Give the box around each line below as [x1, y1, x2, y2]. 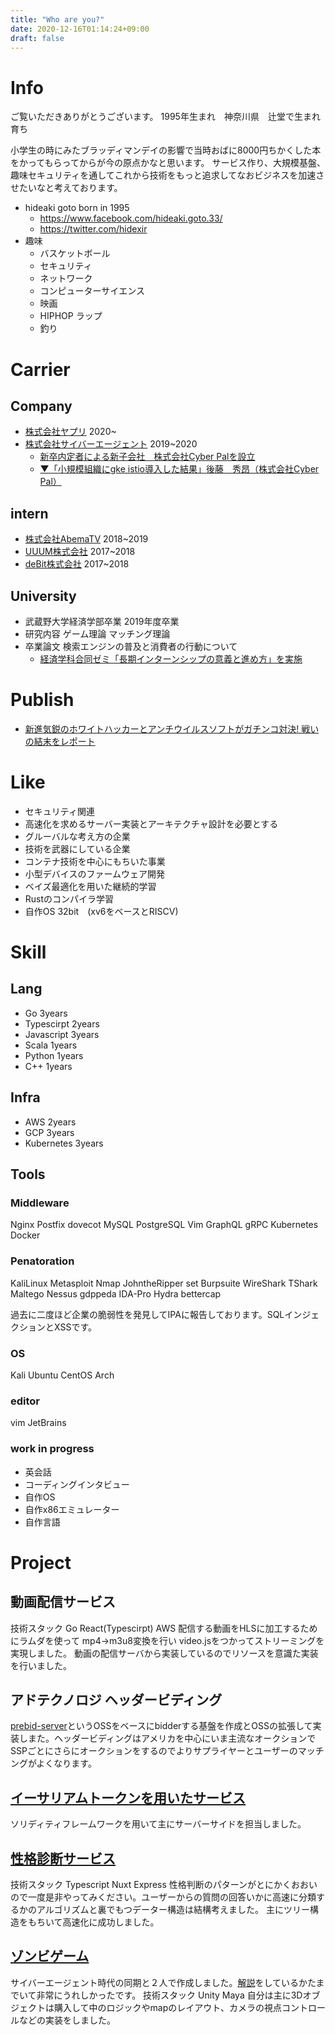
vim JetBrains [10, 1417, 67, 1429]
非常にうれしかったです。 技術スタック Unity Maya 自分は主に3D [36, 1989, 303, 2001]
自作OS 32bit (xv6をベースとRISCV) [24, 905, 179, 917]
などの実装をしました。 [18, 2014, 116, 2026]
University [10, 587, 77, 605]
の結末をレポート [24, 735, 96, 747]
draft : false [10, 33, 65, 43]
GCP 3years [24, 1126, 75, 1138]
